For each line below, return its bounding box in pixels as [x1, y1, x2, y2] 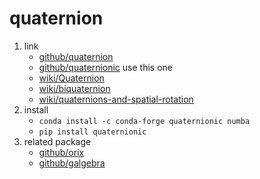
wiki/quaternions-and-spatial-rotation [38, 93, 194, 105]
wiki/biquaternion [38, 82, 111, 94]
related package [23, 135, 92, 147]
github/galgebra [38, 157, 106, 169]
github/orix [38, 146, 85, 158]
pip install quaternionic [38, 127, 147, 137]
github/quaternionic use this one [38, 61, 173, 73]
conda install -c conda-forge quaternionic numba [38, 116, 251, 126]
